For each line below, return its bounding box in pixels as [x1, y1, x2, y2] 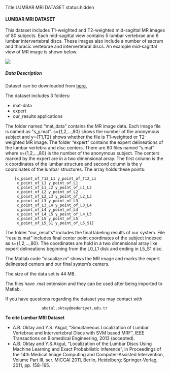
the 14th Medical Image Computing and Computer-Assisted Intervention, [12, 352, 164, 358]
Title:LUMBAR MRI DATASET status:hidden [5, 5, 95, 10]
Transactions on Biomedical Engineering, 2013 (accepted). [12, 335, 135, 341]
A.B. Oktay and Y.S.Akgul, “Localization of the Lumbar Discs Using [12, 340, 152, 347]
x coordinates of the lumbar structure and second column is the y [5, 161, 142, 167]
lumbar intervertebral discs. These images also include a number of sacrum [5, 38, 163, 44]
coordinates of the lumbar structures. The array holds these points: [5, 166, 146, 172]
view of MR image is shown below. [5, 49, 78, 55]
